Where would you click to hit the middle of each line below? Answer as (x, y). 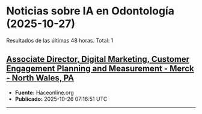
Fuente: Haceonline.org (44, 92)
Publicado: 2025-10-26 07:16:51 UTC (61, 99)
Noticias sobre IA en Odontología (90, 11)
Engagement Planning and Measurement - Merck (100, 69)
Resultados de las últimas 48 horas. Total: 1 (60, 40)
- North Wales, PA (40, 78)
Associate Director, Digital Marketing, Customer (98, 59)
